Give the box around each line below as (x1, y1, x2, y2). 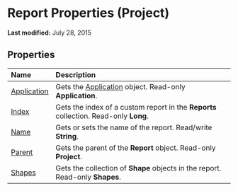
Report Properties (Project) (7, 5, 170, 21)
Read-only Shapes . (55, 172, 122, 182)
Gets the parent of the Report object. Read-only (55, 143, 216, 153)
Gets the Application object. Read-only (55, 81, 186, 91)
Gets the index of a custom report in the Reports (55, 102, 217, 112)
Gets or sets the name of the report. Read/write (55, 122, 212, 132)
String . (55, 131, 79, 141)
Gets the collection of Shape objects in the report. (55, 163, 222, 173)
